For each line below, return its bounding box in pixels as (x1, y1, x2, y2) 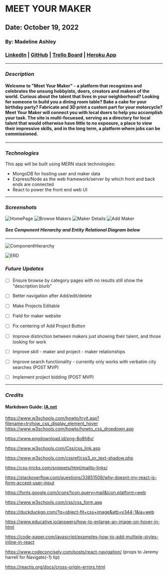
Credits (5, 391, 23, 398)
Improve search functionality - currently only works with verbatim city (12, 359, 156, 365)
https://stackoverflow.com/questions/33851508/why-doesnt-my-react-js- (5, 474, 157, 480)
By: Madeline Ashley (5, 38, 56, 45)
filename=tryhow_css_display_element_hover (5, 420, 98, 426)
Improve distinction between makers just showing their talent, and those (12, 333, 161, 339)
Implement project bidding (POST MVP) (12, 374, 94, 380)
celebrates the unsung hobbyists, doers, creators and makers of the (5, 88, 150, 94)
